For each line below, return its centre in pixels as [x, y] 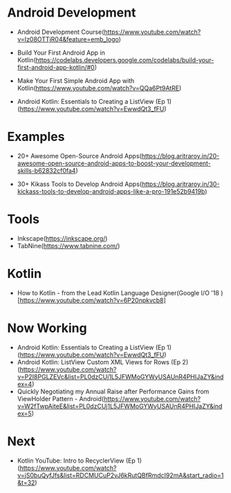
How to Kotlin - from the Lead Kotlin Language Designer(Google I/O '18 [118, 292]
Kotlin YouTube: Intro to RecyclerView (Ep [76, 461]
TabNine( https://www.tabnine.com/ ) [68, 245]
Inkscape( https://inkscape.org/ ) [62, 238]
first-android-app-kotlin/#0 [56, 67]
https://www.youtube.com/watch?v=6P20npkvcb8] [93, 300]
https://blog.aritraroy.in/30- [181, 184]
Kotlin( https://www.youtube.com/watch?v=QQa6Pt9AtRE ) [99, 88]
